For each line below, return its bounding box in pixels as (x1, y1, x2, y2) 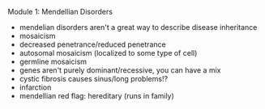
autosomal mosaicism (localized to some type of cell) (19, 48, 198, 57)
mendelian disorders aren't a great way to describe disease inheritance (19, 23, 258, 31)
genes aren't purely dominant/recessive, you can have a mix (19, 65, 221, 75)
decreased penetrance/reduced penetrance (19, 40, 167, 49)
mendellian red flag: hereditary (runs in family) (19, 91, 175, 100)
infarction (19, 82, 52, 92)
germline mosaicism (19, 57, 87, 66)
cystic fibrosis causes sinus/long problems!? (19, 74, 168, 83)
